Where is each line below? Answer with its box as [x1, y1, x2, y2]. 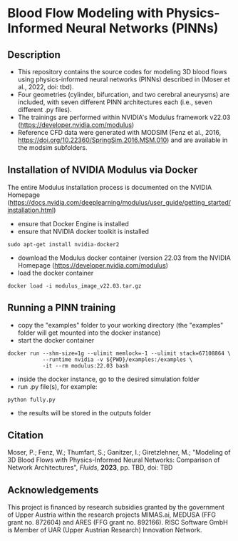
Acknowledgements [7, 484, 99, 496]
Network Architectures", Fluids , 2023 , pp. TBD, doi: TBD [7, 463, 173, 472]
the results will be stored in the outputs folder [17, 408, 152, 417]
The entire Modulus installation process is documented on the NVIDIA [7, 183, 212, 191]
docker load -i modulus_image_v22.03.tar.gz [7, 282, 142, 290]
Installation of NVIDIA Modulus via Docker [7, 164, 198, 176]
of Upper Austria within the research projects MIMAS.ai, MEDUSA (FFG [7, 510, 216, 519]
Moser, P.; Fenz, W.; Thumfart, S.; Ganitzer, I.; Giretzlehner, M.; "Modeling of [7, 448, 231, 457]
